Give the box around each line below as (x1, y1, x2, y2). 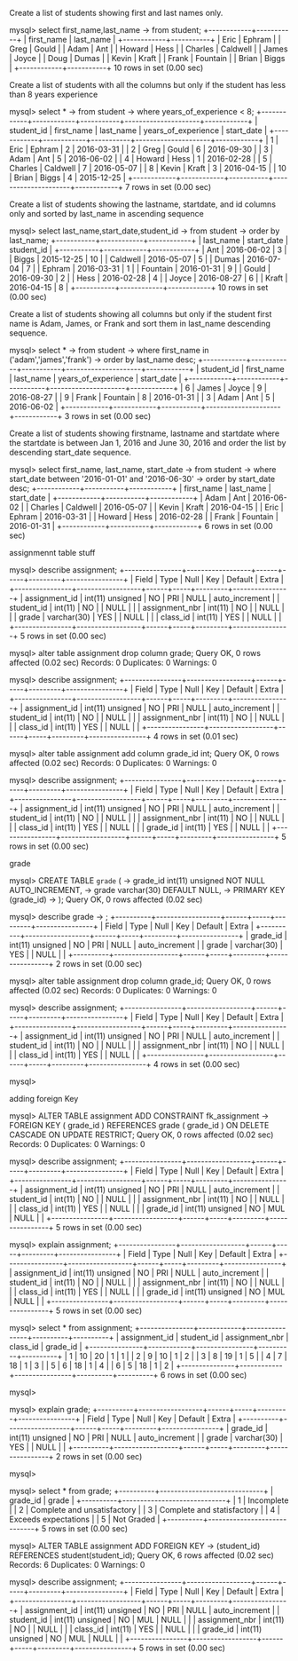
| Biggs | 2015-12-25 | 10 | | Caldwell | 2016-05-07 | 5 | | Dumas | (9, 254, 246, 265)
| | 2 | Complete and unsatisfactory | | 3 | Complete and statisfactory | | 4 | (9, 1505, 281, 1515)
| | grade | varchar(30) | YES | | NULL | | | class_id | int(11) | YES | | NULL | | (9, 612, 282, 622)
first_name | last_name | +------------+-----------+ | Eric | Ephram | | (27, 35, 281, 44)
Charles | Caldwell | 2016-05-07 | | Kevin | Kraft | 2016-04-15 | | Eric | (30, 502, 284, 512)
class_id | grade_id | (9, 1341, 82, 1352)
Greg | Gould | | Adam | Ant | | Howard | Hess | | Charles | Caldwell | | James (9, 44, 288, 54)
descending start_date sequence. (9, 447, 131, 457)
